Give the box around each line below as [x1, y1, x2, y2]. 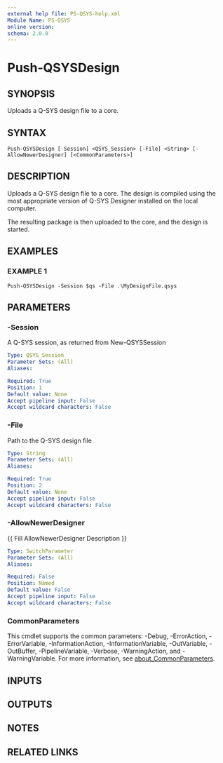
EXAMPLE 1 [7, 266, 48, 276]
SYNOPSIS [7, 88, 55, 100]
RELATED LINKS [7, 746, 79, 758]
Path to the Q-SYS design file [7, 436, 93, 445]
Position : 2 [7, 482, 42, 489]
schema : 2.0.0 [7, 29, 49, 37]
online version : [7, 23, 55, 30]
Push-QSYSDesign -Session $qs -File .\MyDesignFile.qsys [7, 282, 177, 290]
